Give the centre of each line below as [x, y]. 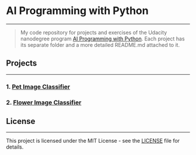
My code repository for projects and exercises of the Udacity [94, 32]
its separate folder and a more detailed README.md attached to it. [100, 44]
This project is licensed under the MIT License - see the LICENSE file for [93, 141]
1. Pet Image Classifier [38, 87]
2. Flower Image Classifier [44, 102]
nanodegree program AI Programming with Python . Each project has [102, 39]
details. [15, 147]
